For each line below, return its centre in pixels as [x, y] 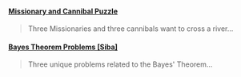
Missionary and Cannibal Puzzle [63, 11]
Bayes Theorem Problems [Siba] [63, 47]
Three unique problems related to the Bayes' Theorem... [120, 64]
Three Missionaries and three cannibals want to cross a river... [131, 29]
